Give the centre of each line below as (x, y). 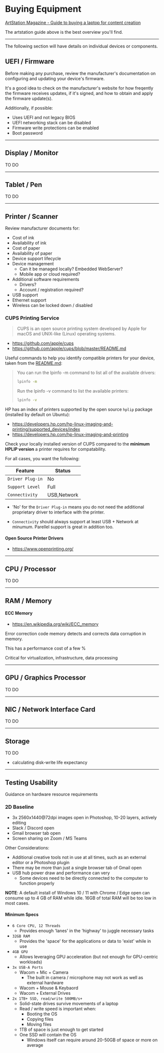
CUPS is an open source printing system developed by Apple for (82, 328)
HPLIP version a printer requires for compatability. (56, 449)
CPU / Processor (31, 569)
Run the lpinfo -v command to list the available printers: (73, 391)
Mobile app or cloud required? (50, 274)
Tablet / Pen (24, 185)
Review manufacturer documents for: (42, 228)
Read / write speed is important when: (58, 1008)
